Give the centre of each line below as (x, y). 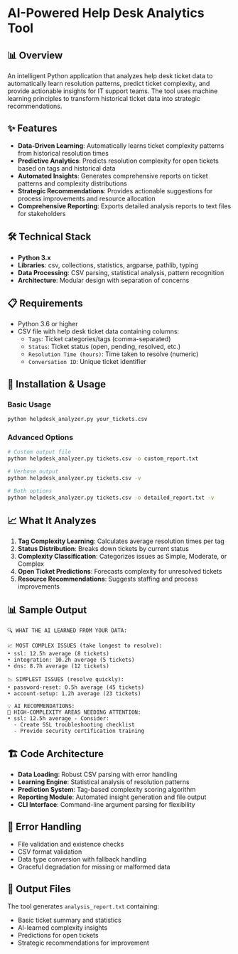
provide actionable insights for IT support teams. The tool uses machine (113, 91)
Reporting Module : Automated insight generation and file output (112, 797)
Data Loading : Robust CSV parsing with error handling (97, 774)
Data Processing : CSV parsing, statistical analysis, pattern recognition (121, 272)
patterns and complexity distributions (72, 183)
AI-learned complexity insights (63, 927)
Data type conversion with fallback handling (82, 859)
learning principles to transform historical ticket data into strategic (104, 98)
